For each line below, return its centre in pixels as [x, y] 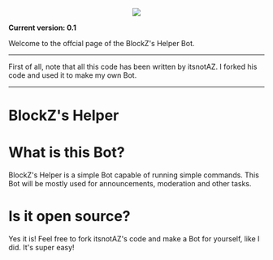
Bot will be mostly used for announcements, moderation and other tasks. [130, 184]
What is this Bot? [67, 153]
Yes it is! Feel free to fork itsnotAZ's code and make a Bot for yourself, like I [134, 239]
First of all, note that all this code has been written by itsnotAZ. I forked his [133, 66]
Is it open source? [70, 217]
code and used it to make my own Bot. [73, 75]
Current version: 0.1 [43, 28]
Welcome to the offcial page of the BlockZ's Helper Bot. [102, 43]
